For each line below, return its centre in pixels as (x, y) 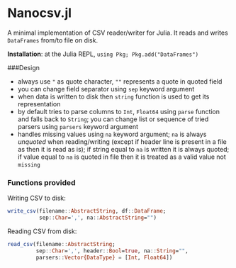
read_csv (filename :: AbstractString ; (61, 244)
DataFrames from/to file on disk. (52, 40)
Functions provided (41, 182)
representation (39, 104)
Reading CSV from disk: (42, 231)
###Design (24, 67)
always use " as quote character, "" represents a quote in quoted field (120, 81)
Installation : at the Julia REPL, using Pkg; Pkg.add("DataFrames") (103, 54)
